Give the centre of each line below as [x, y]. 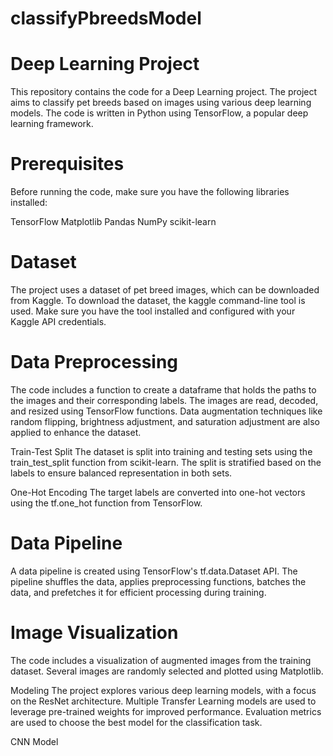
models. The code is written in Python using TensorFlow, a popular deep [159, 113]
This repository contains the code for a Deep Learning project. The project [164, 92]
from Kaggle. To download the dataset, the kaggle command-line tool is [158, 300]
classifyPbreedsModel [106, 18]
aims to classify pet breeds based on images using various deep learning [161, 103]
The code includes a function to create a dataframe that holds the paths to [163, 389]
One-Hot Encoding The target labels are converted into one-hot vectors [158, 492]
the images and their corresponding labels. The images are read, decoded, [164, 400]
